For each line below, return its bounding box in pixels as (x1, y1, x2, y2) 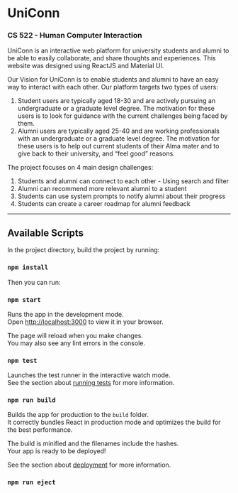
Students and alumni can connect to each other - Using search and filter (17, 177, 229, 185)
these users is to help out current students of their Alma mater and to (17, 142, 220, 151)
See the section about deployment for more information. (7, 460, 171, 470)
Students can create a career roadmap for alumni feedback (17, 200, 191, 208)
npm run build (7, 396, 56, 404)
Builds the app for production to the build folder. (7, 411, 149, 419)
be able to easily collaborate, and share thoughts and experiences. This (7, 54, 216, 63)
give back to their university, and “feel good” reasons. (17, 149, 175, 158)
